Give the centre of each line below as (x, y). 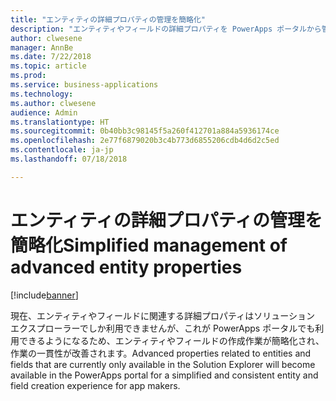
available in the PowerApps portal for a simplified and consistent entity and (164, 375)
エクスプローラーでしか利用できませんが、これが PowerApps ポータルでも (163, 328)
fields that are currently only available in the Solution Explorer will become (163, 364)
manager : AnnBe (42, 47)
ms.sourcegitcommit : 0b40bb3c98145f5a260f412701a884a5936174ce (145, 131)
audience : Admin (44, 112)
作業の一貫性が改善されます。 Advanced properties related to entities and (161, 353)
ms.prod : (28, 76)
